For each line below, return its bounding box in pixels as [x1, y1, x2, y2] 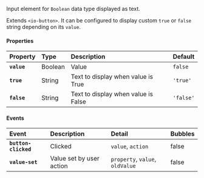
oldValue [110, 163, 136, 170]
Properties [6, 37, 34, 44]
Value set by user [50, 154, 100, 163]
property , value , [110, 155, 157, 163]
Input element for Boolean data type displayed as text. [6, 5, 141, 12]
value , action [110, 142, 149, 151]
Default [172, 53, 195, 61]
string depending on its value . [6, 24, 81, 30]
